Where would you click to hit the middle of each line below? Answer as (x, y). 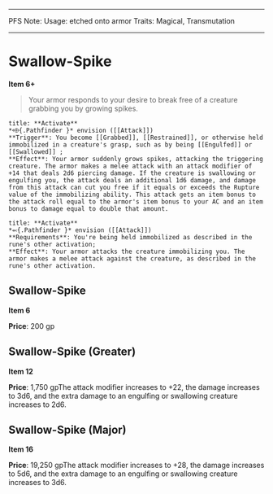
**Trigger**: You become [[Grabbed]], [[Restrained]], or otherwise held (136, 138)
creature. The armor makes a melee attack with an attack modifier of (130, 166)
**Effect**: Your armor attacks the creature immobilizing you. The (127, 251)
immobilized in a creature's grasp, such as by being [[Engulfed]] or (130, 144)
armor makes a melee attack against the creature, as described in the (132, 258)
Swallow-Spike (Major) (67, 429)
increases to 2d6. (37, 404)
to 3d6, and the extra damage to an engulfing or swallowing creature (123, 396)
